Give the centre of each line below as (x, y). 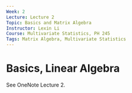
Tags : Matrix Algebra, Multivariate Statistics (66, 39)
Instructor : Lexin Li (33, 28)
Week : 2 (16, 12)
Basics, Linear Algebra (63, 68)
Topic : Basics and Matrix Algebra (49, 23)
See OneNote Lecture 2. (36, 85)
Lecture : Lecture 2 (30, 17)
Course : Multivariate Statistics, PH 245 (58, 34)
